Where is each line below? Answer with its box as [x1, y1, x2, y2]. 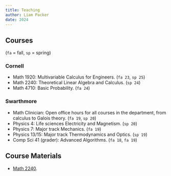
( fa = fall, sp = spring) [5, 50, 51, 56]
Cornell [5, 63, 24, 70]
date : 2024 [5, 17, 29, 22]
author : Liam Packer [5, 12, 50, 17]
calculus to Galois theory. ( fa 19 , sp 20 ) [12, 115, 96, 121]
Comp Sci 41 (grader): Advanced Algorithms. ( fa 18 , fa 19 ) [12, 136, 137, 143]
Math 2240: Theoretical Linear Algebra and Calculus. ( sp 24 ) [12, 80, 141, 86]
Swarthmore [5, 98, 37, 105]
